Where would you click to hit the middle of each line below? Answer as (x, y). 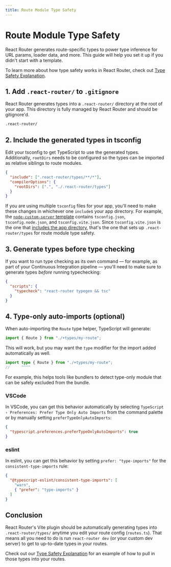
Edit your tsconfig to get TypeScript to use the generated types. (72, 152)
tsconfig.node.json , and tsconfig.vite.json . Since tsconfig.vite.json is (83, 222)
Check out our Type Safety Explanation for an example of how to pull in (80, 554)
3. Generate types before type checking (70, 249)
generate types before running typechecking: (53, 272)
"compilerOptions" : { (33, 182)
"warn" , (22, 485)
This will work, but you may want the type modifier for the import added (81, 348)
